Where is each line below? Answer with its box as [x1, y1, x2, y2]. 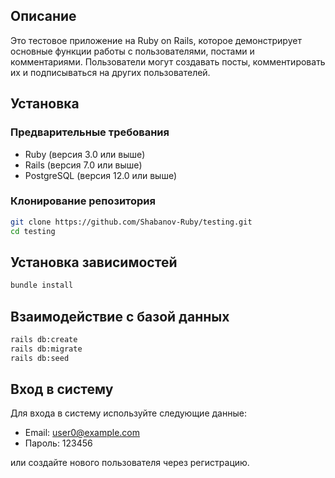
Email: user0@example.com [24, 427, 140, 439]
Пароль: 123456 [24, 437, 93, 449]
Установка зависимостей [10, 254, 178, 271]
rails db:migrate [10, 344, 83, 354]
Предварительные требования [10, 125, 170, 139]
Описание [10, 8, 77, 25]
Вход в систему [10, 381, 114, 398]
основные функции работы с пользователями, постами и [10, 45, 255, 57]
